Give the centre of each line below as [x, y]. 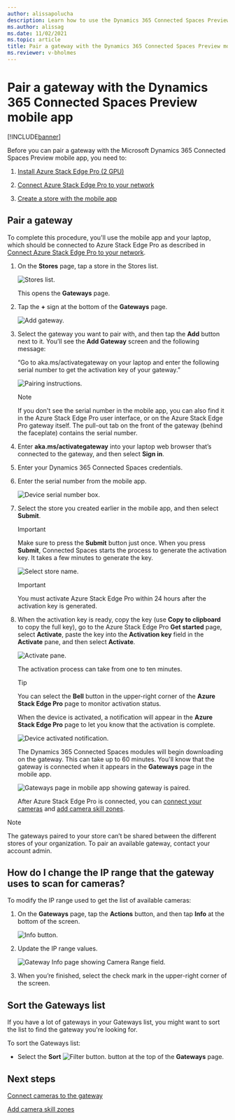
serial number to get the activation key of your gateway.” [99, 369]
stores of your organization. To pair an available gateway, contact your [109, 843]
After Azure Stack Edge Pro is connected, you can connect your [109, 801]
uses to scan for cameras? [66, 884]
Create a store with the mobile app [67, 198]
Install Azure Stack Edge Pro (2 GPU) [71, 171]
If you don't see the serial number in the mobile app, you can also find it [121, 410]
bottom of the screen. [49, 922]
